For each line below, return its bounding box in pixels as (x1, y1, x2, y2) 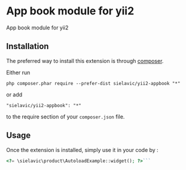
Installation (6, 41, 49, 51)
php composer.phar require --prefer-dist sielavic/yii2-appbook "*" (6, 80, 181, 86)
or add (6, 91, 23, 98)
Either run (6, 69, 31, 76)
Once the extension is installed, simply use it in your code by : (6, 146, 158, 153)
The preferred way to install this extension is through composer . (6, 57, 164, 64)
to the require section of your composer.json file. (6, 113, 125, 120)
